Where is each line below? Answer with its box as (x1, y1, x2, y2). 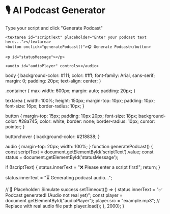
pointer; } (5, 123, 25, 129)
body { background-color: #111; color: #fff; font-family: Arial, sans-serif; (5, 72, 155, 78)
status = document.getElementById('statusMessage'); (5, 154, 119, 160)
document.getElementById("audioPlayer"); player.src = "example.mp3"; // (5, 197, 160, 203)
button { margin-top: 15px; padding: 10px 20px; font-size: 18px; (5, 113, 137, 119)
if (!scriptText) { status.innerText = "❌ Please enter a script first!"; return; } (5, 164, 160, 170)
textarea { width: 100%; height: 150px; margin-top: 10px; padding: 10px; (5, 97, 155, 103)
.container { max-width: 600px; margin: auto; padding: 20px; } (5, 88, 136, 94)
